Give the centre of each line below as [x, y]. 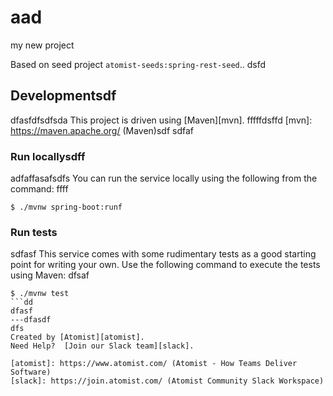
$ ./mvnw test [40, 294]
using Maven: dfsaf [50, 275]
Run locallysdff [48, 156]
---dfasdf [31, 320]
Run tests [34, 232]
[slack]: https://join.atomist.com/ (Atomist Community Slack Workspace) [167, 381]
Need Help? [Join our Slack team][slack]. [102, 346]
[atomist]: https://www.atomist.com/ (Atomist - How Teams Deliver [154, 364]
